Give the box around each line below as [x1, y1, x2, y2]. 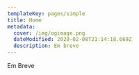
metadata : [7, 23, 36, 30]
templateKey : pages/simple [7, 10, 85, 17]
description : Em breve [13, 42, 79, 49]
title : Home [7, 17, 42, 24]
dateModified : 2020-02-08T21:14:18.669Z [13, 36, 132, 43]
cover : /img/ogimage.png [13, 29, 85, 37]
